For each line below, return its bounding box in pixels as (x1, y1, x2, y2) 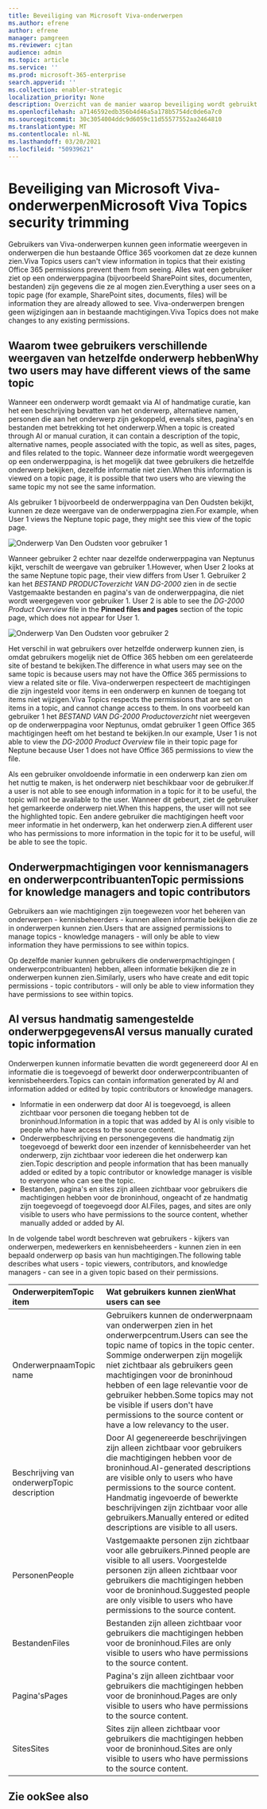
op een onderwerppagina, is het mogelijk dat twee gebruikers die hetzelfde (8, 457, 254, 466)
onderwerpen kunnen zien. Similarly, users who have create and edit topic (8, 972, 250, 982)
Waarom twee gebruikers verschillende (8, 339, 208, 352)
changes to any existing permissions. (8, 316, 130, 325)
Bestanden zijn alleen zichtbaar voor (106, 1617, 242, 1628)
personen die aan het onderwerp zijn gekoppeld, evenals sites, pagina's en (8, 414, 254, 424)
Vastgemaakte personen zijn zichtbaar (106, 1535, 250, 1546)
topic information (8, 1038, 96, 1051)
